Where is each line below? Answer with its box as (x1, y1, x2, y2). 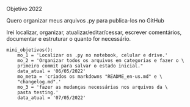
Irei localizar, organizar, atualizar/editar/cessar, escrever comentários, (6, 29, 182, 36)
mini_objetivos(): (6, 47, 53, 53)
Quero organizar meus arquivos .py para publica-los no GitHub (6, 17, 165, 24)
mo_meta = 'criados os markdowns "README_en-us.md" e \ (17, 74, 163, 80)
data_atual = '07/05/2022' (17, 95, 86, 101)
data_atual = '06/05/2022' (17, 68, 86, 74)
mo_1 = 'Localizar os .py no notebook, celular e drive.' (17, 52, 168, 58)
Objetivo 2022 (6, 5, 43, 12)
